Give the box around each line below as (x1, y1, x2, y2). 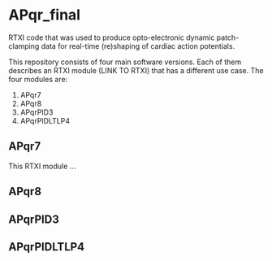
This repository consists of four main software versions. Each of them (8, 57, 242, 67)
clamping (8, 41, 40, 50)
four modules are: (8, 74, 68, 84)
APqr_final (8, 6, 81, 24)
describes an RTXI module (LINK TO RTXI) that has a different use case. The (8, 65, 264, 75)
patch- (216, 33, 240, 42)
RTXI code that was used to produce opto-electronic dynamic (8, 33, 215, 42)
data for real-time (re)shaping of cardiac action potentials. (41, 41, 235, 50)
